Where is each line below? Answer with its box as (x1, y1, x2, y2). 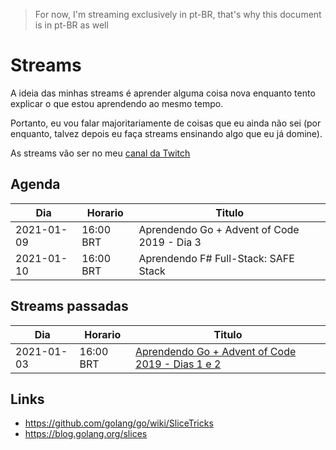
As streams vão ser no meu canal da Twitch (10, 147, 191, 159)
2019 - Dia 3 (138, 235, 202, 249)
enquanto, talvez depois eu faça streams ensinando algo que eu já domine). (10, 127, 323, 139)
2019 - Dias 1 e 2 (135, 357, 222, 371)
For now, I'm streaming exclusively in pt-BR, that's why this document (34, 9, 322, 20)
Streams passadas (10, 298, 129, 315)
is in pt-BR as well (34, 19, 109, 31)
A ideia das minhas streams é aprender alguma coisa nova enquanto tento (10, 87, 316, 99)
